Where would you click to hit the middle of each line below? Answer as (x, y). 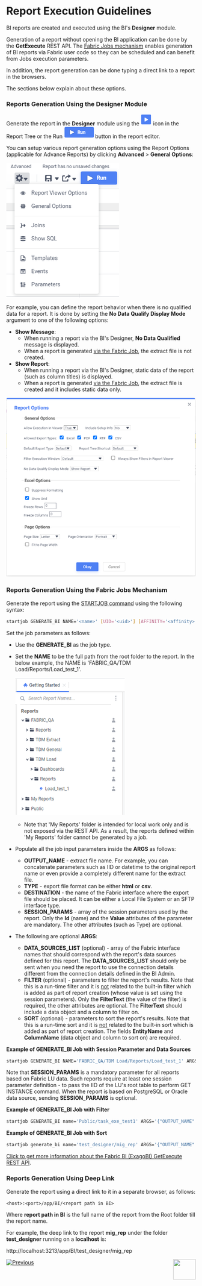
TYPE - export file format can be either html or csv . (88, 886)
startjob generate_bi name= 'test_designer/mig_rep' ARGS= (80, 1145)
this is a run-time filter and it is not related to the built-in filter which (107, 986)
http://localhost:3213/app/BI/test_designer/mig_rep (69, 1250)
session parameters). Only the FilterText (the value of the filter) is (105, 999)
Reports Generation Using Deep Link (60, 1178)
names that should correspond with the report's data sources (100, 954)
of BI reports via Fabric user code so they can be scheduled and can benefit (101, 52)
